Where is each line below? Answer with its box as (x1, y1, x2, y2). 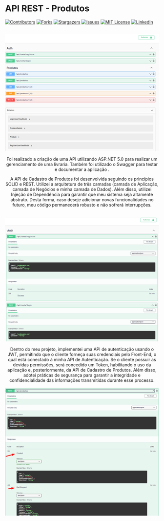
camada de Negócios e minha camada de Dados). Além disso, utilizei (12, 186, 152, 192)
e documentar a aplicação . (54, 167, 110, 172)
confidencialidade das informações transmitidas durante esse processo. (9, 377, 155, 383)
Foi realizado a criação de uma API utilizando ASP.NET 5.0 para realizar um (6, 156, 158, 162)
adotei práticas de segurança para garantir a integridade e (23, 372, 141, 378)
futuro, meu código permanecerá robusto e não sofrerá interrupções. (12, 202, 152, 208)
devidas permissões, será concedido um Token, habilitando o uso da (13, 362, 151, 368)
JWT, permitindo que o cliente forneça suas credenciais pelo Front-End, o (7, 351, 157, 357)
